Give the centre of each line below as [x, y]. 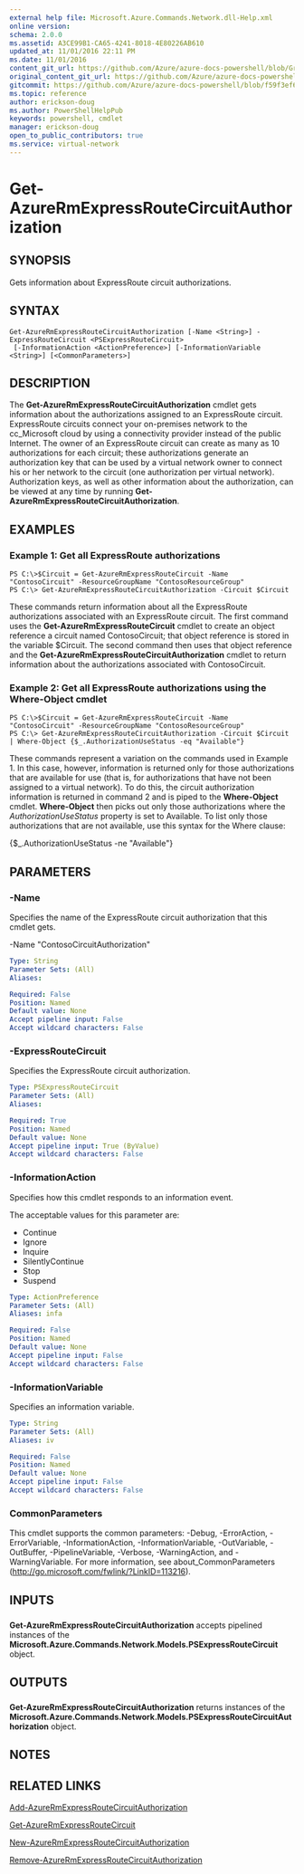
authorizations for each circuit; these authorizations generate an [129, 453]
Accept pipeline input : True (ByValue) [85, 1146]
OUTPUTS [38, 1682]
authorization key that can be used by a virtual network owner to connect [146, 463]
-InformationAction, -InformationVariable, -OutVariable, [166, 1543]
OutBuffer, [28, 1553]
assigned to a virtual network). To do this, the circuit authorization [132, 788]
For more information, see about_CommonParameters [176, 1562]
